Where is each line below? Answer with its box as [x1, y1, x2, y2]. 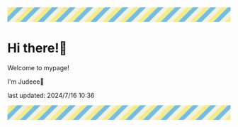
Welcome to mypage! [7, 63, 69, 72]
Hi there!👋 [7, 40, 67, 56]
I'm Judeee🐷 [7, 77, 45, 86]
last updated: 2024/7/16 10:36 [7, 91, 95, 99]
